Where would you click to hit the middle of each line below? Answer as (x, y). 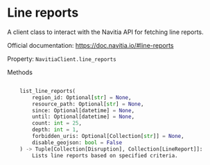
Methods (20, 72)
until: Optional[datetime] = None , (84, 117)
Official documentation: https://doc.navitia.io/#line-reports (90, 45)
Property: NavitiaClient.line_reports (62, 59)
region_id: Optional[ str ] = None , (82, 97)
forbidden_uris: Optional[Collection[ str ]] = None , (108, 137)
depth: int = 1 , (55, 130)
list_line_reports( (48, 91)
